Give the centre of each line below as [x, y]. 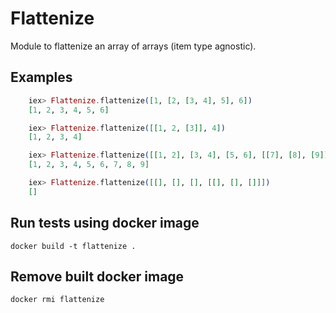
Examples [41, 77]
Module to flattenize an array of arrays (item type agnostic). [133, 46]
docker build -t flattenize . [73, 246]
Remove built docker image [97, 276]
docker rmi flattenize [57, 300]
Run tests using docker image [105, 223]
